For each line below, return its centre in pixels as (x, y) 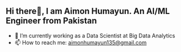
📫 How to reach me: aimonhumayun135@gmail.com (81, 42)
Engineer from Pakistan (51, 21)
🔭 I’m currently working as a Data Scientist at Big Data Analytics (95, 35)
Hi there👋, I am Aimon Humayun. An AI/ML (88, 11)
